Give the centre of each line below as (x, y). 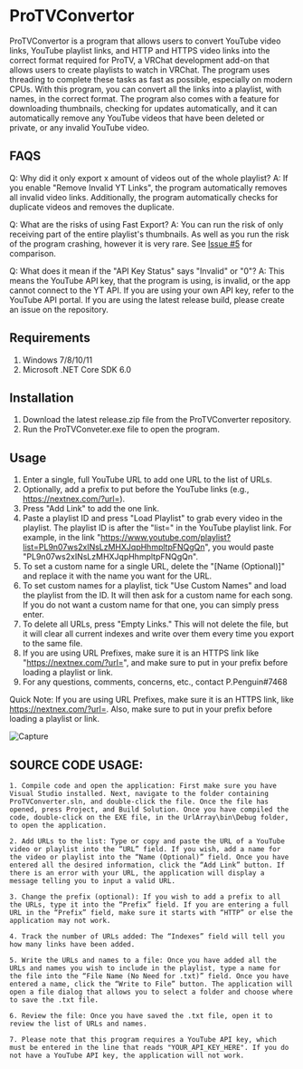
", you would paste (239, 547)
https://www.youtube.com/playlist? (166, 538)
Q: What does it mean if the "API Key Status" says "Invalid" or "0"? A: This (147, 271)
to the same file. (52, 644)
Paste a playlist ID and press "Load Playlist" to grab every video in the (152, 519)
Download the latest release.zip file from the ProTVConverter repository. (157, 420)
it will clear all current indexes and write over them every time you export (158, 634)
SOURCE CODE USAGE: (76, 765)
